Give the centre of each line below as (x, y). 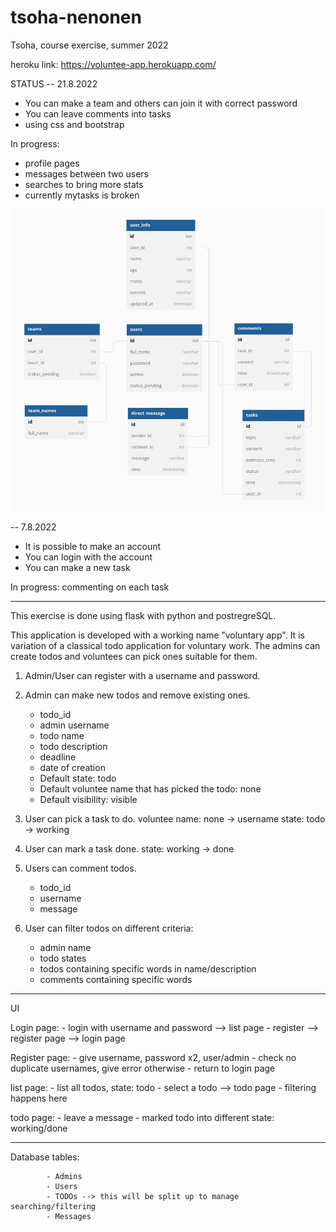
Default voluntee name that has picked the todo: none (150, 789)
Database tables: (45, 1157)
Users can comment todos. (80, 868)
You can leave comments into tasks (98, 113)
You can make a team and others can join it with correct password (161, 103)
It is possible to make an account (93, 547)
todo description (73, 747)
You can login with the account (88, 557)
